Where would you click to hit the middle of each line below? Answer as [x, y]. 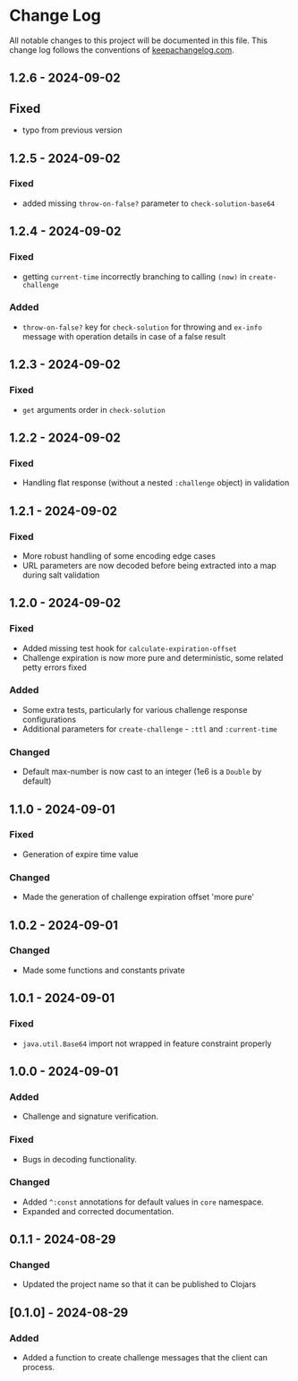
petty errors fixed [55, 667]
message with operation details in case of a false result [124, 336]
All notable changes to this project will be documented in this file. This [139, 40]
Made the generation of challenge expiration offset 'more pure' [138, 897]
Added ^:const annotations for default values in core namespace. [143, 1202]
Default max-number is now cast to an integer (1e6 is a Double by [142, 772]
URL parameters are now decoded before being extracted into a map [149, 565]
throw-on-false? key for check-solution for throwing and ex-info [142, 327]
